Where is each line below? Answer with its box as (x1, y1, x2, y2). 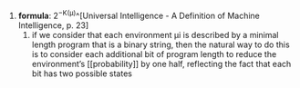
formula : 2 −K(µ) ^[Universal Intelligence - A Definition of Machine (17, 9, 260, 21)
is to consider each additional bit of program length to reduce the (31, 48, 277, 59)
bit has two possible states (31, 68, 132, 79)
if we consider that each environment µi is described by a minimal (31, 29, 279, 40)
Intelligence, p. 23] (17, 19, 89, 31)
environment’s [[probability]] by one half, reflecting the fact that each (31, 58, 292, 69)
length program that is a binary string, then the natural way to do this (31, 39, 290, 50)
